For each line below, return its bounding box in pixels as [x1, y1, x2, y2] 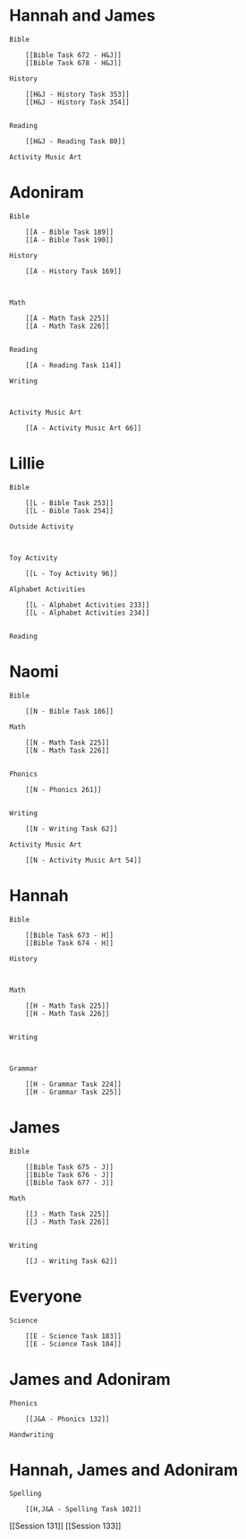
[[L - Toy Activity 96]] [25, 569, 118, 578]
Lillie [9, 453, 45, 474]
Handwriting [9, 1430, 54, 1439]
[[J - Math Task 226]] [25, 1217, 110, 1226]
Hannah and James [9, 5, 156, 26]
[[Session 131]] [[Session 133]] [9, 1520, 122, 1532]
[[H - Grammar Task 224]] [25, 1079, 123, 1088]
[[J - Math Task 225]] [25, 1209, 110, 1218]
